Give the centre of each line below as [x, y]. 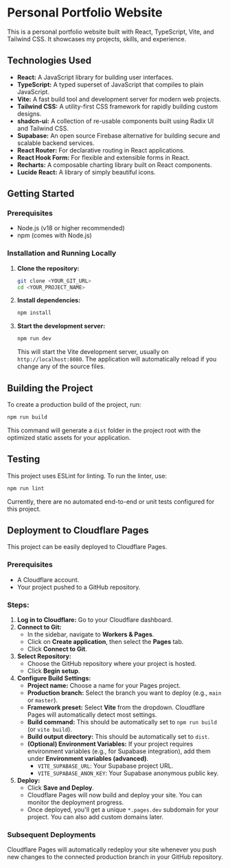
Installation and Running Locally [62, 254]
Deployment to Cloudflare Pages [78, 530]
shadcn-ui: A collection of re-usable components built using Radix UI [115, 121]
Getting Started [41, 194]
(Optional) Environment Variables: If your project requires [110, 744]
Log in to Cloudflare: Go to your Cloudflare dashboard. [95, 620]
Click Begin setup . [54, 671]
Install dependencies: [49, 300]
